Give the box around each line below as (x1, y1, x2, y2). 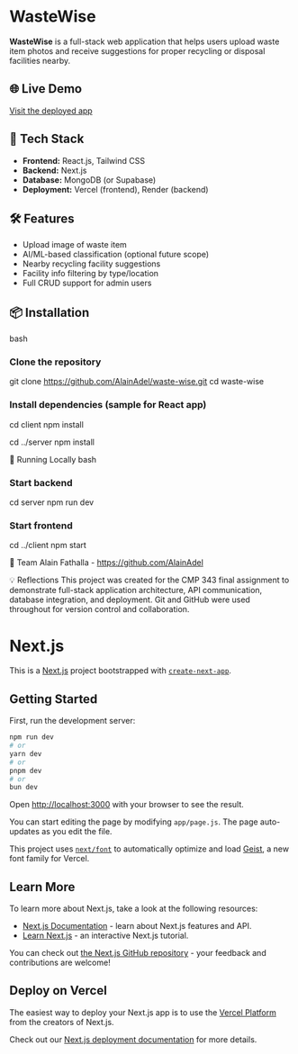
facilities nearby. (9, 55, 70, 66)
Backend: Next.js (22, 165, 87, 176)
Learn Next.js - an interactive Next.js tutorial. (22, 930, 189, 941)
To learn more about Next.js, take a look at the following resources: (9, 903, 258, 914)
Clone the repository (9, 356, 102, 368)
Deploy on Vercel (9, 983, 108, 998)
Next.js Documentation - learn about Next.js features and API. (22, 921, 252, 932)
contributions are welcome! (9, 957, 111, 968)
